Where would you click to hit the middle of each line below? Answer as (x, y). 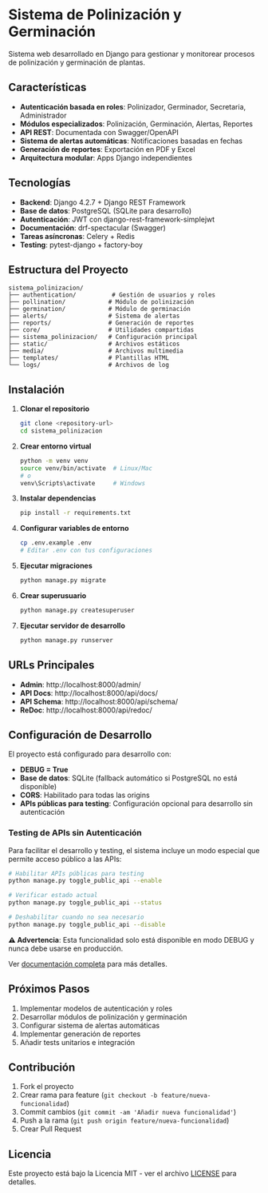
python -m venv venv (54, 461)
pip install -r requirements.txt (75, 513)
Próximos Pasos (49, 989)
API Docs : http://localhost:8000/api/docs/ (89, 692)
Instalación (37, 389)
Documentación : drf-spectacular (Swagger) (93, 227)
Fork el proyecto (47, 1087)
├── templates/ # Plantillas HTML (89, 358)
